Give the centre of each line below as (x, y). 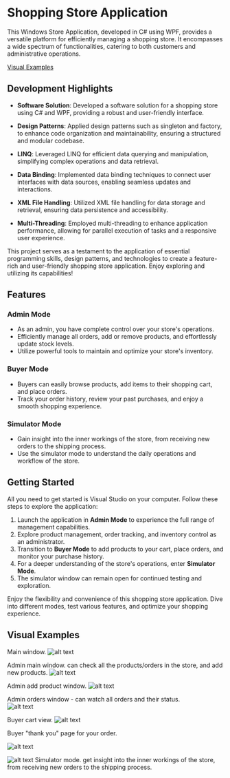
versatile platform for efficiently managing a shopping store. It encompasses (115, 39)
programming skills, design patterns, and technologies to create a (100, 258)
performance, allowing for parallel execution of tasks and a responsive (117, 230)
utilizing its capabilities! (40, 273)
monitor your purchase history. (60, 556)
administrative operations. (44, 54)
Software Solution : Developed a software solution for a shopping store (117, 105)
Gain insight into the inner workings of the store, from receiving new (113, 439)
